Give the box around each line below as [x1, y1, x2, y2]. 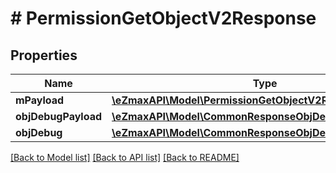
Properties [10, 47, 78, 64]
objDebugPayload [15, 110, 103, 123]
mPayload [15, 93, 65, 107]
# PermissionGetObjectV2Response [10, 7, 317, 30]
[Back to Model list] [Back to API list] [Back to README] [10, 152, 240, 163]
